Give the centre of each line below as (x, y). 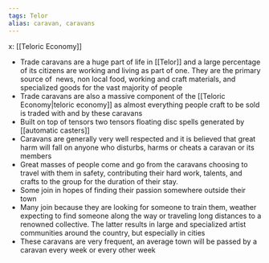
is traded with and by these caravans (81, 113)
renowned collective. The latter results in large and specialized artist (133, 224)
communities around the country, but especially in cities (112, 232)
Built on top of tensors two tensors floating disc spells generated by (132, 121)
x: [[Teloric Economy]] (45, 46)
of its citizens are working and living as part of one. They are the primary (140, 70)
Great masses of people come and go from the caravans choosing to (134, 164)
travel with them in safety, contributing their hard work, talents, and (131, 173)
